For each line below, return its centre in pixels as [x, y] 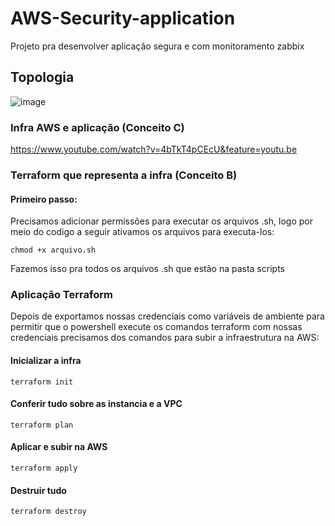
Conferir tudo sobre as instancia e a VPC [96, 404]
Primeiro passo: [44, 199]
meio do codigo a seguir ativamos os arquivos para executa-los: [142, 232]
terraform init [42, 382]
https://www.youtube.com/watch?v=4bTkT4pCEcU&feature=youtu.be [154, 149]
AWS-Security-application [123, 18]
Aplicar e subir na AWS [59, 447]
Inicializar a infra [46, 361]
